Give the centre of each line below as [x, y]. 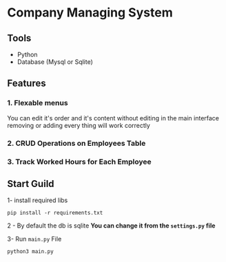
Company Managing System [90, 13]
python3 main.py [30, 252]
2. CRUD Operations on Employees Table [76, 143]
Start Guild [31, 184]
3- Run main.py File [34, 239]
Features [27, 84]
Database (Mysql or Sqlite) [55, 62]
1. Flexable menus [38, 103]
